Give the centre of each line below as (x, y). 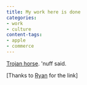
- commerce (20, 46)
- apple (16, 40)
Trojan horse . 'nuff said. (36, 63)
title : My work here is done (43, 12)
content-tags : (25, 35)
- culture (19, 29)
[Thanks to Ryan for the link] (42, 75)
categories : (21, 18)
